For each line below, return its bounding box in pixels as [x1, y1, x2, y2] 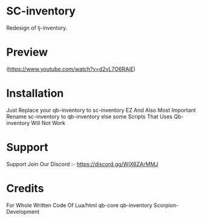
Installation [6, 86, 64, 100]
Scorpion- [153, 201, 179, 209]
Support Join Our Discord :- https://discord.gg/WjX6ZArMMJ [6, 160, 158, 167]
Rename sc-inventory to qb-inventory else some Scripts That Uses [6, 113, 173, 120]
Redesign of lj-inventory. [6, 24, 68, 31]
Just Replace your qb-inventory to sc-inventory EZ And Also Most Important [6, 106, 197, 114]
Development [6, 208, 40, 215]
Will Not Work [31, 119, 65, 126]
